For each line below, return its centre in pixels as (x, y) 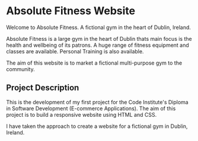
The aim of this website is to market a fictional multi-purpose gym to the (94, 63)
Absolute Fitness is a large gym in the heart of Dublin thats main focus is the (99, 39)
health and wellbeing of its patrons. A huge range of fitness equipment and (98, 45)
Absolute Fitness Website (71, 11)
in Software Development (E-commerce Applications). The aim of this (91, 108)
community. (20, 69)
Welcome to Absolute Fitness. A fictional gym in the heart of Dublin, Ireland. (99, 27)
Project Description (43, 88)
